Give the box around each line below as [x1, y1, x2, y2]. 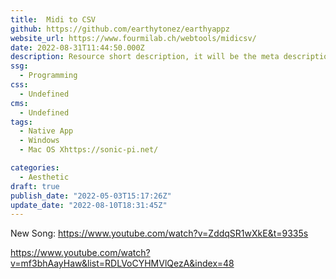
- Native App [19, 126, 74, 136]
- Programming [19, 71, 78, 81]
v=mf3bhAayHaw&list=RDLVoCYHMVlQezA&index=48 [10, 257, 235, 270]
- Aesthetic [19, 172, 70, 182]
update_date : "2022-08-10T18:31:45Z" [10, 200, 168, 210]
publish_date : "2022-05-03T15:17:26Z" [10, 191, 172, 201]
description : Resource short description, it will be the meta [10, 52, 280, 62]
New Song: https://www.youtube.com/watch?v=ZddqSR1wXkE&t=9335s [10, 227, 309, 240]
